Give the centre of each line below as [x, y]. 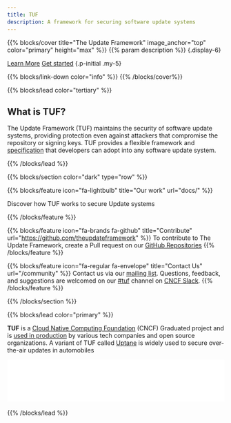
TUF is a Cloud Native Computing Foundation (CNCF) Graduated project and [115, 328]
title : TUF [23, 15]
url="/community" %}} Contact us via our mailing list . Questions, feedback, [114, 274]
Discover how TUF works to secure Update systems [81, 204]
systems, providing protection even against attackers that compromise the [113, 135]
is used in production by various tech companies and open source [101, 336]
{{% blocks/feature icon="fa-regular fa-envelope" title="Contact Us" [105, 266]
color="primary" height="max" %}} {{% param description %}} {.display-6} [114, 50]
